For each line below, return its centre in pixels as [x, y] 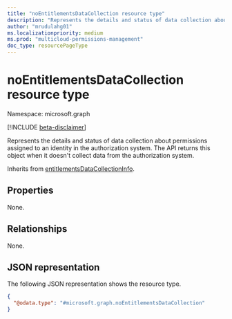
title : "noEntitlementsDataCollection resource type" [86, 13]
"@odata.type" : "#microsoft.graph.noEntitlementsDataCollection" [109, 303]
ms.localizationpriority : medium [55, 33]
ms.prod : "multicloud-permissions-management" [75, 39]
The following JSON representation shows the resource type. [94, 284]
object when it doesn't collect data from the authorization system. [101, 155]
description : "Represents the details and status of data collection [109, 20]
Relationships [37, 229]
